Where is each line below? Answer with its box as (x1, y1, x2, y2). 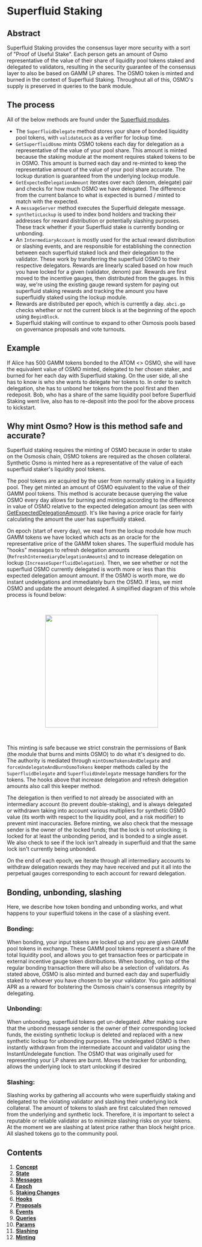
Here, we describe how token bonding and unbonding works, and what (7, 904, 183, 911)
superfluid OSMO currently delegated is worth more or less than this (7, 565, 176, 573)
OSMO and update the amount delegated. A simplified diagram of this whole (7, 585, 196, 592)
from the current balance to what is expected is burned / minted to (15, 191, 181, 199)
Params (15, 1221, 35, 1228)
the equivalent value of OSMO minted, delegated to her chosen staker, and (7, 365, 192, 372)
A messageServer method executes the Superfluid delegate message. (15, 204, 186, 211)
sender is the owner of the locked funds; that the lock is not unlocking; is (7, 826, 188, 834)
